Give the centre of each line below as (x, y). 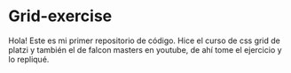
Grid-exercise (60, 16)
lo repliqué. (29, 59)
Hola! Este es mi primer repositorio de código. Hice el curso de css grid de (145, 40)
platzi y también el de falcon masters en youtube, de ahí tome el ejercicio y (145, 49)
